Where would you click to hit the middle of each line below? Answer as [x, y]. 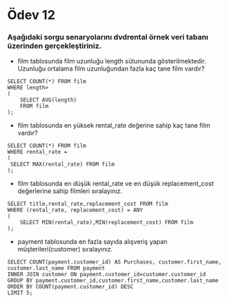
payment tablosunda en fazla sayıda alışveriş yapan [92, 242]
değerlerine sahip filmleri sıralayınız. [70, 191]
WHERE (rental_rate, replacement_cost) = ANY [75, 210]
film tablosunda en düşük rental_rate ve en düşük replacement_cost [115, 184]
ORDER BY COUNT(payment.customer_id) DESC [70, 287]
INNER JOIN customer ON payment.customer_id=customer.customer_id [107, 275]
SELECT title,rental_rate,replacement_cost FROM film [88, 204]
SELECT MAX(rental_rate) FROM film [62, 165]
